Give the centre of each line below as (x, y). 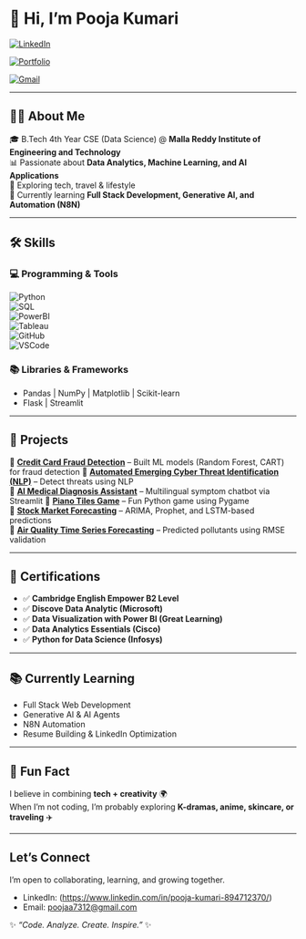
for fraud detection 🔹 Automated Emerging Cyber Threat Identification (144, 471)
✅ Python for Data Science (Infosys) (92, 640)
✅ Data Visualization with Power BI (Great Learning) (122, 619)
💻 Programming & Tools (64, 274)
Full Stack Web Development (76, 705)
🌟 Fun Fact (40, 771)
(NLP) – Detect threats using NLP (71, 481)
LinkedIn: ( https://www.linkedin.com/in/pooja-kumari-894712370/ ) (148, 897)
